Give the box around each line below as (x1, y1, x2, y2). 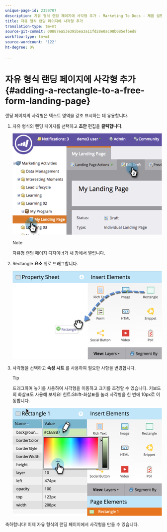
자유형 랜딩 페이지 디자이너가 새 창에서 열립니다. (12, 250, 105, 256)
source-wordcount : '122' (5, 40, 57, 45)
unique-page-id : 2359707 (5, 8, 57, 13)
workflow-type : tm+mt (5, 34, 50, 39)
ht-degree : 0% (5, 45, 35, 50)
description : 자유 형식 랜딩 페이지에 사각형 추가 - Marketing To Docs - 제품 (5, 13, 155, 18)
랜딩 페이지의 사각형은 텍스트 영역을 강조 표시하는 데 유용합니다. (5, 112, 129, 118)
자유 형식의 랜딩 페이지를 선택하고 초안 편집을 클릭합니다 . (12, 123, 123, 129)
